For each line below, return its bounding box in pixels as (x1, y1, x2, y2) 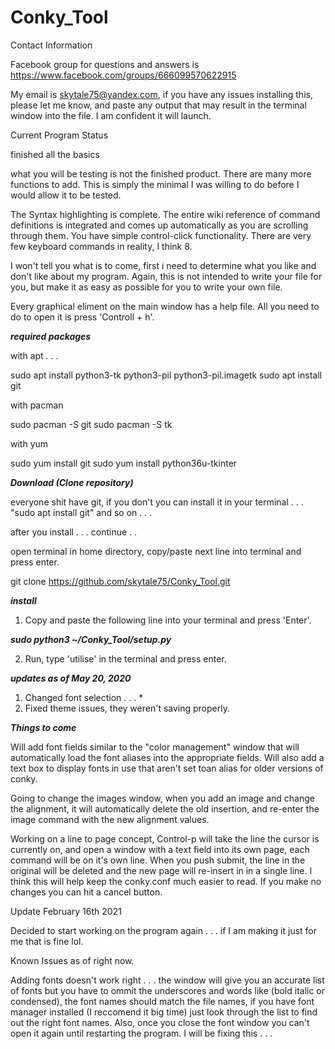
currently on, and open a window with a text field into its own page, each (10, 843, 310, 855)
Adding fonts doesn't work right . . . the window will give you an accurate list (10, 974, 325, 986)
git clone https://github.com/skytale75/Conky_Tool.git (10, 575, 231, 587)
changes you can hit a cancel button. (10, 886, 163, 898)
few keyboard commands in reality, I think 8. (10, 240, 193, 252)
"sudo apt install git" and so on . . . (10, 506, 153, 518)
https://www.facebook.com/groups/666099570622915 (10, 69, 237, 81)
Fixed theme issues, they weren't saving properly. (24, 702, 230, 714)
